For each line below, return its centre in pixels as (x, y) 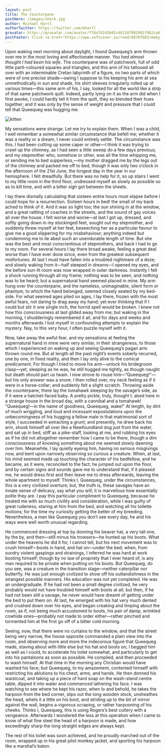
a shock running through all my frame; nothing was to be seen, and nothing (82, 275)
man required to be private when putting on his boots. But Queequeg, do (79, 563)
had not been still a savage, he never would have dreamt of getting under (80, 595)
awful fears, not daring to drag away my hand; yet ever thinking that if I (77, 302)
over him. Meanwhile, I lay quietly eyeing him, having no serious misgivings (82, 448)
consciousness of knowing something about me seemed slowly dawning (79, 443)
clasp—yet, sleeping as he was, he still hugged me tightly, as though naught (83, 369)
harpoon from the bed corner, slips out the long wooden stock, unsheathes (82, 694)
